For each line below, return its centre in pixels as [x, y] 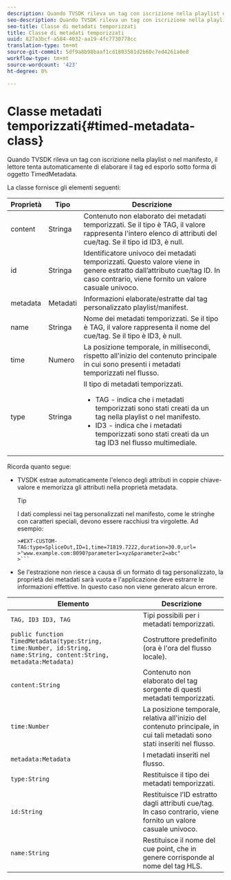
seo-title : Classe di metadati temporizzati [72, 26]
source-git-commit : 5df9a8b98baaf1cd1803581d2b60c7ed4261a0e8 [98, 52]
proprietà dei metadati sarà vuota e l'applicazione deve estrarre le [110, 580]
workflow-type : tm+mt [38, 59]
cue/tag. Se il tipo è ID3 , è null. [133, 336]
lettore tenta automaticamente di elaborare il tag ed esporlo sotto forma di [112, 167]
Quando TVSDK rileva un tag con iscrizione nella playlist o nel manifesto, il [112, 160]
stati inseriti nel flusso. [179, 744]
